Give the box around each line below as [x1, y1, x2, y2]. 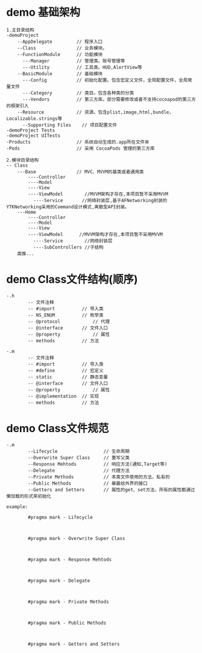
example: [6, 503, 28, 510]
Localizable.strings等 [6, 115, 62, 121]
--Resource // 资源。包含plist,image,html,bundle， [17, 109, 174, 115]
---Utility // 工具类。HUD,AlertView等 [22, 64, 143, 70]
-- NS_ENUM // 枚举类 [28, 312, 104, 318]
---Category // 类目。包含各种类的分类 [22, 90, 134, 96]
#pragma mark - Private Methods [28, 599, 110, 605]
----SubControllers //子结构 [33, 244, 104, 250]
